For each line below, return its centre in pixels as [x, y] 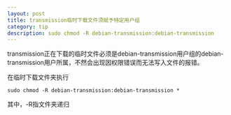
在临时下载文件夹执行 [38, 77]
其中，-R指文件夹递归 [38, 105]
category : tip [28, 26]
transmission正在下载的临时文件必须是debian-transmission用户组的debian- [115, 54]
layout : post [26, 14]
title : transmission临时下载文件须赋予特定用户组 [73, 20]
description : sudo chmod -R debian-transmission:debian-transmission [111, 33]
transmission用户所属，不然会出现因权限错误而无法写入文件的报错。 [105, 63]
